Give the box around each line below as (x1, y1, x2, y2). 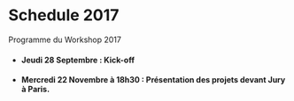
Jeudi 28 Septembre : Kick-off (20, 54, 135, 65)
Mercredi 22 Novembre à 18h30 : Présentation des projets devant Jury (20, 75, 286, 85)
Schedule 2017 (8, 5, 120, 25)
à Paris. (20, 84, 50, 95)
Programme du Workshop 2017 (8, 34, 121, 45)
